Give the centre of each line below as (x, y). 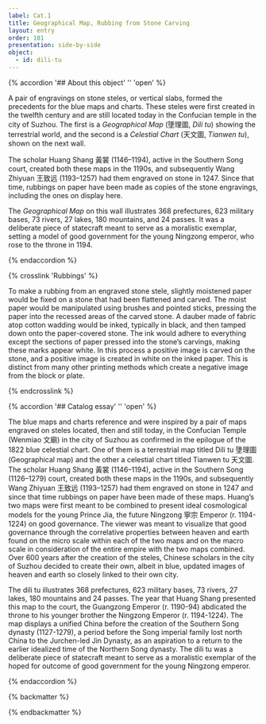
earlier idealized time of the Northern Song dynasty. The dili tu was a (121, 648)
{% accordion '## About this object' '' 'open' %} (87, 82)
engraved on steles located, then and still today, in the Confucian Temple (127, 430)
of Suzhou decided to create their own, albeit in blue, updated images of (127, 566)
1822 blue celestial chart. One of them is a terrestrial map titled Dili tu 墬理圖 (132, 450)
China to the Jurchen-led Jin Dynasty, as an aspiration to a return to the (125, 640)
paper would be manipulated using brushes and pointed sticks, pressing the (132, 308)
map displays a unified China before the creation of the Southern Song (124, 623)
